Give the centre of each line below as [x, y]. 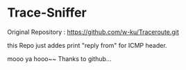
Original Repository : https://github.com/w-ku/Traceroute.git [93, 32]
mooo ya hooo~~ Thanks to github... [59, 59]
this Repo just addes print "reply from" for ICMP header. [87, 45]
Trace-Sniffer [47, 13]
